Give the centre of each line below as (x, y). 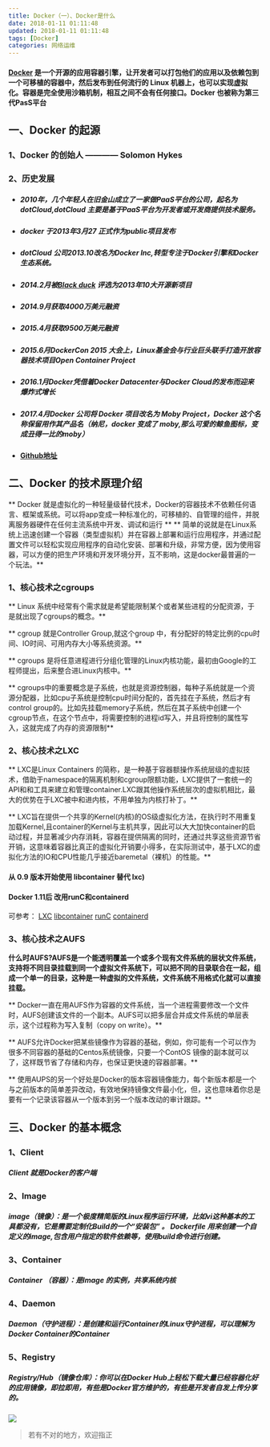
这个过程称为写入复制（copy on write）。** (92, 1025)
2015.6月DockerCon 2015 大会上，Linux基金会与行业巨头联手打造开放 (137, 349)
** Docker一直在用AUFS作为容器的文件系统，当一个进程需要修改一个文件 (129, 1005)
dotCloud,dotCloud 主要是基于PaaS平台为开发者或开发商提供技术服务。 (140, 209)
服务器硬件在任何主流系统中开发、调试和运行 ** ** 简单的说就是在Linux (132, 524)
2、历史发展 (32, 178)
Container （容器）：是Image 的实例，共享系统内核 (92, 1280)
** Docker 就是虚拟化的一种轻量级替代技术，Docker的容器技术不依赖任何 (129, 504)
